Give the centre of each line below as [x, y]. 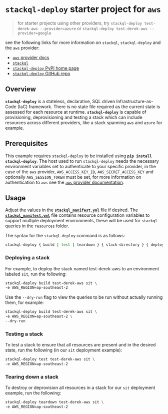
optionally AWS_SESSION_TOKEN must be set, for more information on [73, 177]
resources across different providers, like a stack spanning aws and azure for [84, 122]
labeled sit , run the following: [36, 274]
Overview [21, 89]
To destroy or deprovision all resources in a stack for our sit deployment [80, 388]
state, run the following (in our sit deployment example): [64, 350]
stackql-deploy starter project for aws [83, 9]
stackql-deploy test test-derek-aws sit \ [50, 359]
